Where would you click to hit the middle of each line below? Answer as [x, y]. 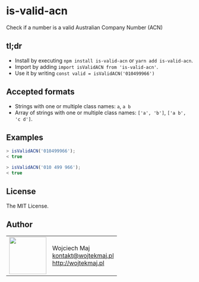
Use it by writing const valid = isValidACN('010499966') [85, 73]
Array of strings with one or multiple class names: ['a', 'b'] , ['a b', [100, 112]
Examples [25, 137]
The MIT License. [28, 206]
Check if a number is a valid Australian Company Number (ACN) [85, 27]
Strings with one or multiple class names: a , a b [73, 106]
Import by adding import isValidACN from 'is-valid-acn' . [86, 67]
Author [19, 225]
